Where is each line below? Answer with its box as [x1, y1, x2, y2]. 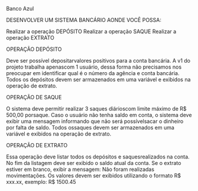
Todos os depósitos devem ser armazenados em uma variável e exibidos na [6, 76, 191, 83]
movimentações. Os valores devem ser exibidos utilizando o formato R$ [6, 172, 181, 179]
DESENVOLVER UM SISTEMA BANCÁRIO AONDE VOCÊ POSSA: [6, 17, 161, 23]
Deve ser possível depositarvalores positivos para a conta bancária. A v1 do [6, 57, 191, 64]
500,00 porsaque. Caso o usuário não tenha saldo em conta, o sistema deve [6, 112, 192, 118]
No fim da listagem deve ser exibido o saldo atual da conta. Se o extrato [6, 160, 181, 166]
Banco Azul [6, 5, 34, 12]
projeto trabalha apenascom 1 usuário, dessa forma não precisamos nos [6, 63, 182, 70]
